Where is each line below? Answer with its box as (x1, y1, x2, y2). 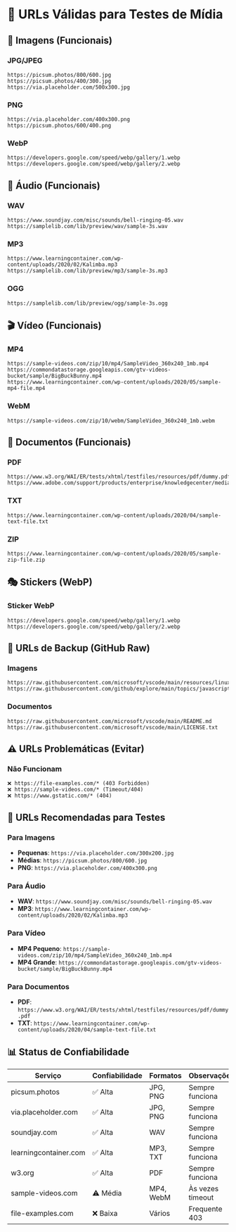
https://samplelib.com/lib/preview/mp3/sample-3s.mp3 (7, 268, 169, 275)
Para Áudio (7, 881, 46, 891)
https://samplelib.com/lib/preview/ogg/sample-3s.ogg (7, 299, 169, 307)
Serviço (34, 1070, 62, 1080)
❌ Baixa (92, 1208, 118, 1218)
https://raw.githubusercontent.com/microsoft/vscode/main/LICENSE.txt (7, 724, 218, 731)
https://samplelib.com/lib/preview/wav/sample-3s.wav (7, 223, 169, 230)
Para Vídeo (7, 929, 46, 938)
